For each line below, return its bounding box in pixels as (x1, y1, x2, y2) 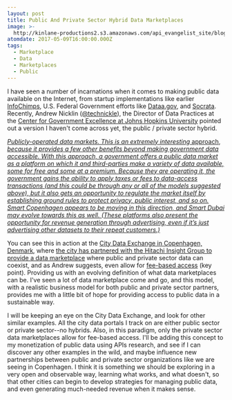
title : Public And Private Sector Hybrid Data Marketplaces (7, 17, 184, 24)
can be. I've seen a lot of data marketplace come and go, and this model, (7, 275, 215, 284)
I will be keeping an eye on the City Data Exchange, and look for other (7, 311, 206, 319)
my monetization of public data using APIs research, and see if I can (7, 340, 201, 349)
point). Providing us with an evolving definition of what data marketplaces (7, 268, 217, 277)
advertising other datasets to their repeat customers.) (7, 226, 160, 234)
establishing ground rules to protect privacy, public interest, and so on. (7, 196, 209, 204)
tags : (7, 42, 23, 49)
